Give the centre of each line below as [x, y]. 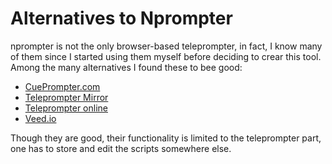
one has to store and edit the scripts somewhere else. [121, 148]
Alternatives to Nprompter [121, 18]
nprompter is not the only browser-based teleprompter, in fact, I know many [166, 46]
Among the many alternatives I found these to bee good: [126, 67]
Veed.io [40, 118]
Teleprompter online [66, 108]
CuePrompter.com [62, 86]
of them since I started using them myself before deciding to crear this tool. [166, 56]
